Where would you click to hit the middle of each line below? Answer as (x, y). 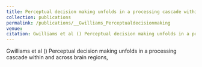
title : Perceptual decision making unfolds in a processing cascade (94, 12)
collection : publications (38, 17)
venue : (14, 28)
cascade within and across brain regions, (57, 57)
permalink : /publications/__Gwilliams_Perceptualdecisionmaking (88, 23)
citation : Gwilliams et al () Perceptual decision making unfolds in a (98, 34)
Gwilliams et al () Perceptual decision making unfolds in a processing (91, 51)
